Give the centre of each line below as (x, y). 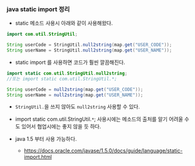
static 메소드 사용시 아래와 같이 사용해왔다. (64, 23)
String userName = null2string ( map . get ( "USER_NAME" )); (75, 95)
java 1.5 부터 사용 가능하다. (46, 139)
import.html (38, 157)
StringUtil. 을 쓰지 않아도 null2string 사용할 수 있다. (77, 107)
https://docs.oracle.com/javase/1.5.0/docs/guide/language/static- (103, 151)
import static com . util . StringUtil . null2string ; (67, 73)
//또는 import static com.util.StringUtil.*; (62, 79)
